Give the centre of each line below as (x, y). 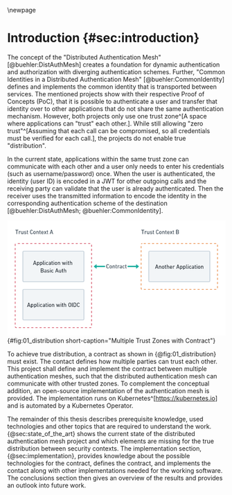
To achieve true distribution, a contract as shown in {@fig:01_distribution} (112, 354)
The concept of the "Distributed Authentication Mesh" (84, 57)
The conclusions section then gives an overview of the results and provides (115, 478)
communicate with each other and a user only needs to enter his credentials (116, 166)
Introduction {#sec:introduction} (103, 38)
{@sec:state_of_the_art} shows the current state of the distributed (101, 433)
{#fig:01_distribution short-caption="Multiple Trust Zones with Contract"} (111, 340)
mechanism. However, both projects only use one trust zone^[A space (107, 116)
